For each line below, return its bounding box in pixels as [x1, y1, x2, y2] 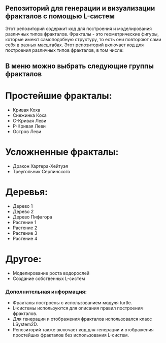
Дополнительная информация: [5, 288, 87, 295]
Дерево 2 [12, 208, 34, 215]
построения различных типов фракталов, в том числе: [5, 47, 124, 53]
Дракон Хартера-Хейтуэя [12, 163, 69, 169]
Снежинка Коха [12, 112, 47, 118]
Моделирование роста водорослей [12, 270, 90, 276]
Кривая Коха [12, 107, 41, 113]
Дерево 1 [12, 203, 33, 209]
